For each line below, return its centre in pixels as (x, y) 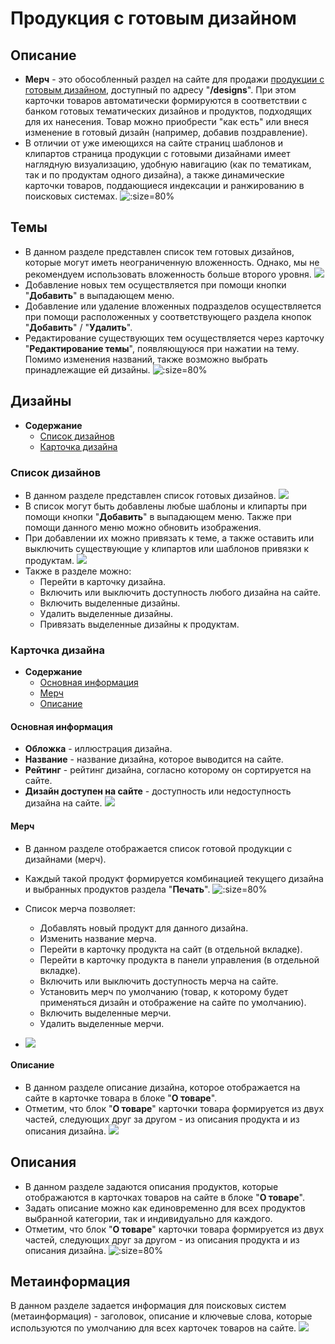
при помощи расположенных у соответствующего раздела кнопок (168, 316)
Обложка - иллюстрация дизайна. (98, 749)
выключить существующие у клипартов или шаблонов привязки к (166, 548)
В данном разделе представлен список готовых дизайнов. (150, 495)
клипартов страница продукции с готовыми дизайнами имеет (157, 153)
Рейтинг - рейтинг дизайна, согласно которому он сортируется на (168, 770)
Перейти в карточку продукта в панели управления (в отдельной (179, 959)
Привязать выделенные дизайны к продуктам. (139, 624)
